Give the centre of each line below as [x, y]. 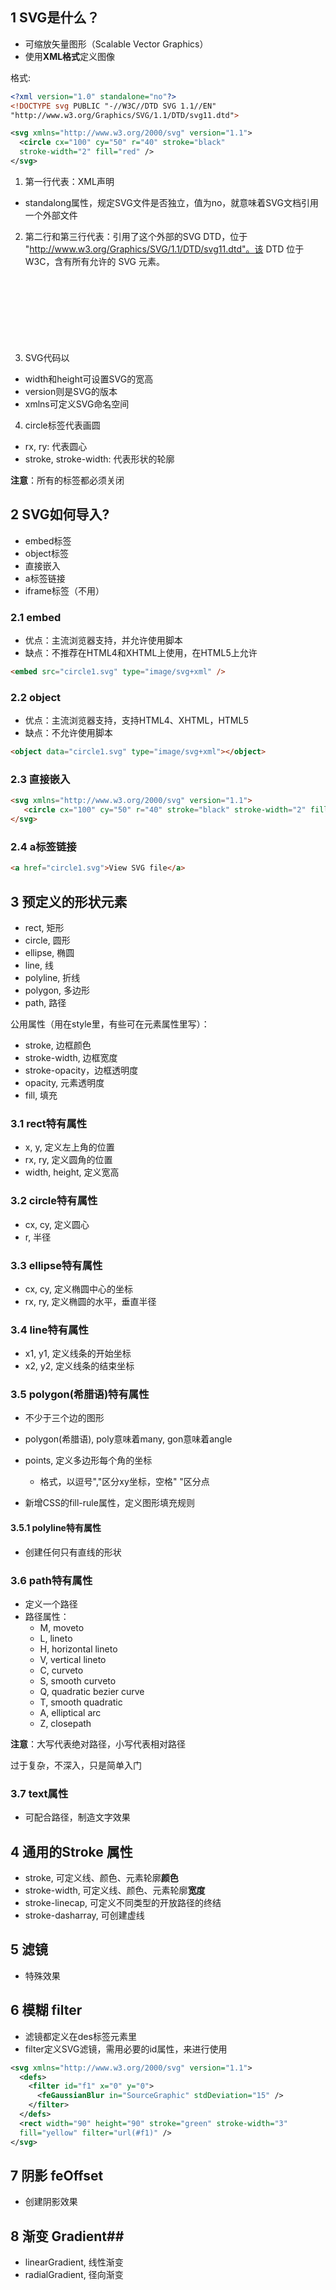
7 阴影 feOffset [57, 2175]
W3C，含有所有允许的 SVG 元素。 [94, 261]
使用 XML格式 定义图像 [70, 56]
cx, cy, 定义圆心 [57, 1224]
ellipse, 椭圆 [49, 952]
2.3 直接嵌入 [40, 780]
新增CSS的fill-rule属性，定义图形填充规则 [109, 1503]
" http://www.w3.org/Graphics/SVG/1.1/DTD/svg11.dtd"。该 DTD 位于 [164, 249]
